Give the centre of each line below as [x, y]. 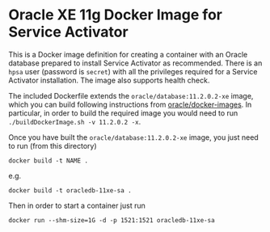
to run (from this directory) [53, 146]
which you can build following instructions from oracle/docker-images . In [130, 104]
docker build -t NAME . [49, 160]
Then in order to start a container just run [77, 205]
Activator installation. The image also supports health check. [109, 80]
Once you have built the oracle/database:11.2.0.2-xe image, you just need [133, 137]
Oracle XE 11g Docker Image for [115, 15]
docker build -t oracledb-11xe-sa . [70, 190]
